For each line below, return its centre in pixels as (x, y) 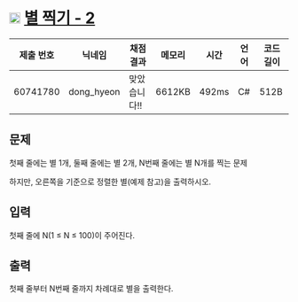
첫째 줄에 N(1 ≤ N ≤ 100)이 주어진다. (72, 235)
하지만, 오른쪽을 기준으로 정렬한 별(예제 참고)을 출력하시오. (110, 182)
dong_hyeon (94, 91)
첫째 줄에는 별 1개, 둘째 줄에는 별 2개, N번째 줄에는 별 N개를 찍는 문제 (129, 163)
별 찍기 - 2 (59, 18)
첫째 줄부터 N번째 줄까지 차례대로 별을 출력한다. (91, 289)
